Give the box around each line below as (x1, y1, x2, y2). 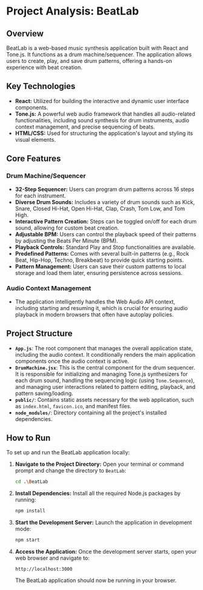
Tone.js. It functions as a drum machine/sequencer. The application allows (6, 51, 192, 58)
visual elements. (15, 136, 56, 143)
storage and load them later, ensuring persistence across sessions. (15, 269, 183, 276)
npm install (15, 508, 45, 514)
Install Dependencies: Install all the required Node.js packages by (15, 489, 181, 497)
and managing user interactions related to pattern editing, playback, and (15, 383, 196, 390)
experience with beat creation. (6, 64, 83, 71)
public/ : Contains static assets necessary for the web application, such (15, 396, 194, 403)
